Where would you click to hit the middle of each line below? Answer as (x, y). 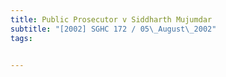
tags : (21, 38)
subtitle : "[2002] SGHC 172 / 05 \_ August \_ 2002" (113, 29)
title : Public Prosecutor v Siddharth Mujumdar (111, 19)
